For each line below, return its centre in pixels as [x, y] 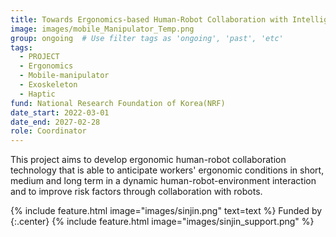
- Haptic [37, 94]
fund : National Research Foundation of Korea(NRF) [118, 103]
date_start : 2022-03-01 [60, 112]
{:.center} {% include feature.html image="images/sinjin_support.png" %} [162, 222]
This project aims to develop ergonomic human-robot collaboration [148, 160]
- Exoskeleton [48, 85]
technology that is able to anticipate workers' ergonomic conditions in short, [167, 170]
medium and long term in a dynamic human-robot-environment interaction [163, 181]
